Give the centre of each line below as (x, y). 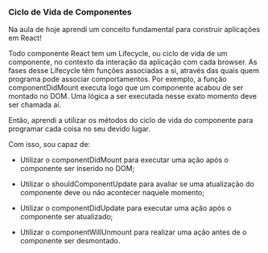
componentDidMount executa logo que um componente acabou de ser (126, 88)
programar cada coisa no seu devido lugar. (79, 129)
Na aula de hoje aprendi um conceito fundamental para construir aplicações (134, 30)
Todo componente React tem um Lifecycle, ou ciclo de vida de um (118, 54)
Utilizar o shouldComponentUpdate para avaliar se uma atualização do (137, 184)
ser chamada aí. (35, 105)
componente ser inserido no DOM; (77, 169)
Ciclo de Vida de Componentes (70, 12)
